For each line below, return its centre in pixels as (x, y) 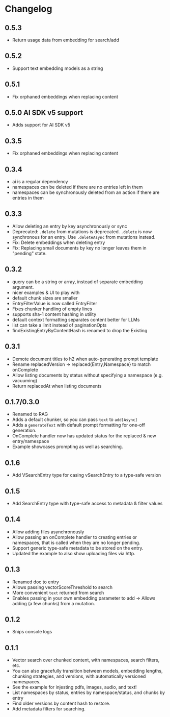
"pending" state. (29, 253)
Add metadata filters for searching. (49, 709)
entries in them (28, 198)
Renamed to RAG (30, 414)
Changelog (29, 9)
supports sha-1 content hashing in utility (54, 314)
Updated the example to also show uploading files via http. (74, 553)
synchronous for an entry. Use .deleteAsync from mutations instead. (84, 237)
